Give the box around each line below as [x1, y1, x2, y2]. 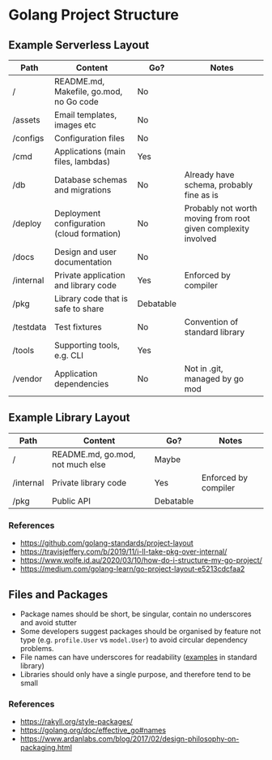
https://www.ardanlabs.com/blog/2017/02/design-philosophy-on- [19, 734, 240, 744]
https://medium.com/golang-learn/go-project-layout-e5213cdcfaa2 [19, 564, 245, 574]
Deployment [53, 208, 101, 218]
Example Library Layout [8, 411, 131, 425]
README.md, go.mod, [52, 448, 136, 460]
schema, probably [184, 179, 253, 190]
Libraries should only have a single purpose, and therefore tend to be [19, 669, 251, 679]
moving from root [184, 213, 251, 224]
